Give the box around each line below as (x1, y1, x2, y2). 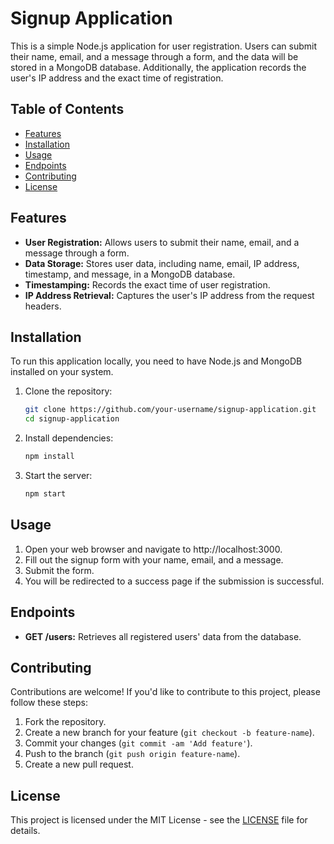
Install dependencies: (24, 432, 114, 444)
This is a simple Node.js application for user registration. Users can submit (10, 40, 317, 52)
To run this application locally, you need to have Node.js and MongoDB (10, 355, 303, 367)
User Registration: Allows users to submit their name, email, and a (24, 236, 300, 248)
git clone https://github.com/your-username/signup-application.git (24, 405, 317, 415)
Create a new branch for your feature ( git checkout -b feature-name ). (24, 727, 315, 739)
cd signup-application (24, 414, 120, 424)
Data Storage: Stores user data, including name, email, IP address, (24, 257, 300, 269)
